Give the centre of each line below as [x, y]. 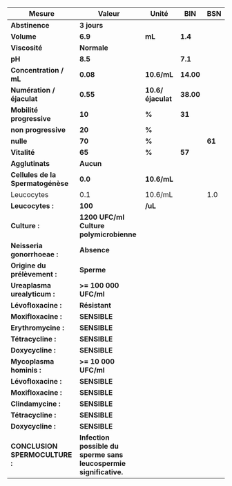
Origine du [28, 265]
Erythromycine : [37, 328]
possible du [99, 446]
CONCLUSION [34, 446]
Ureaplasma [31, 285]
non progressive [38, 130]
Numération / [33, 90]
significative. [101, 472]
